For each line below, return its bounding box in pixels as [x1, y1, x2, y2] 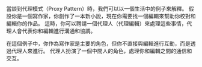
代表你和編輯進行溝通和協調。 [22, 27, 96, 34]
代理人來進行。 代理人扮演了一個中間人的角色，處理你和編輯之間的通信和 [11, 47, 192, 55]
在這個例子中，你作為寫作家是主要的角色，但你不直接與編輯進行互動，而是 [6, 40, 191, 47]
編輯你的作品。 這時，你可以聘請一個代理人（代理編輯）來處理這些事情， [6, 20, 187, 27]
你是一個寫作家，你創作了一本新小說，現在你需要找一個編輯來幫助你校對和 [11, 12, 196, 20]
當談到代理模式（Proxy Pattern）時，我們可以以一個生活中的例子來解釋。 [6, 5, 188, 12]
